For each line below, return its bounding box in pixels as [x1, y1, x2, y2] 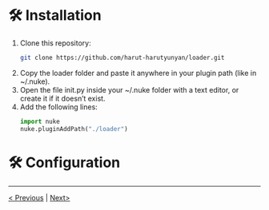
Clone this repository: [19, 38, 91, 48]
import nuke [19, 117, 60, 125]
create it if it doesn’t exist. [19, 93, 106, 103]
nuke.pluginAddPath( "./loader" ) [19, 125, 128, 133]
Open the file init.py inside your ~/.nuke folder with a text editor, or [19, 85, 239, 94]
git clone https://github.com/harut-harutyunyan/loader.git [19, 53, 225, 61]
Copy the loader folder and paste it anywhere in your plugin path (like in [19, 68, 257, 77]
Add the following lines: [19, 101, 98, 112]
